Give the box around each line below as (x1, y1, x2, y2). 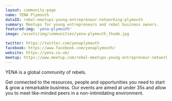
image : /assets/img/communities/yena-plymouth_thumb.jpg (5, 31, 130, 36)
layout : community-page (5, 7, 56, 13)
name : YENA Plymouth (5, 12, 50, 17)
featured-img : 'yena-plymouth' (5, 27, 72, 32)
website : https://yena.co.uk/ (5, 50, 70, 55)
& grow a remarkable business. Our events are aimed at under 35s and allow (5, 84, 166, 90)
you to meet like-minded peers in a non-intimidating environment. (5, 90, 144, 96)
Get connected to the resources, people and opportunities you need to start (5, 79, 165, 85)
